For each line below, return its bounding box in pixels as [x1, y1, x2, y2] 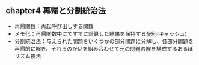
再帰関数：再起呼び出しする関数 [14, 23, 94, 30]
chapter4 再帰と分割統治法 [5, 5, 106, 16]
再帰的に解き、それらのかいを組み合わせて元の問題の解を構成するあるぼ [14, 45, 194, 52]
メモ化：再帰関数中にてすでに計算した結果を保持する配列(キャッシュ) [14, 30, 188, 37]
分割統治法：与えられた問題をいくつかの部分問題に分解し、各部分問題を [14, 38, 194, 45]
